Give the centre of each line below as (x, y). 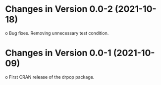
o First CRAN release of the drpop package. (50, 77)
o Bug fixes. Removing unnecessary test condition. (57, 33)
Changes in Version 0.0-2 (59, 9)
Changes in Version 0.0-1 (58, 53)
